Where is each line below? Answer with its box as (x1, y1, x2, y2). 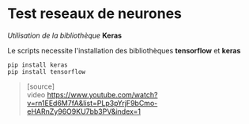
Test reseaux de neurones (7, 5, 183, 23)
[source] (26, 82, 55, 91)
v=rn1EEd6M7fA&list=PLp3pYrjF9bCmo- (26, 98, 158, 108)
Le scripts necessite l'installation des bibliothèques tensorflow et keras (7, 46, 241, 55)
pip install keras (7, 60, 68, 69)
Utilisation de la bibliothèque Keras (7, 31, 123, 40)
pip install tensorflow (7, 67, 86, 75)
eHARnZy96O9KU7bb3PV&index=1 (26, 107, 141, 116)
